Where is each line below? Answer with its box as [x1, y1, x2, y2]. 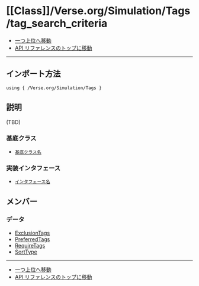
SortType [14, 248, 37, 255]
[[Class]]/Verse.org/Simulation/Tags [6, 4, 191, 18]
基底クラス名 [14, 149, 41, 155]
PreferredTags [14, 235, 50, 243]
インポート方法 [6, 69, 61, 79]
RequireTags [14, 242, 46, 249]
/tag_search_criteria [6, 17, 108, 30]
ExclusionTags [14, 229, 50, 236]
